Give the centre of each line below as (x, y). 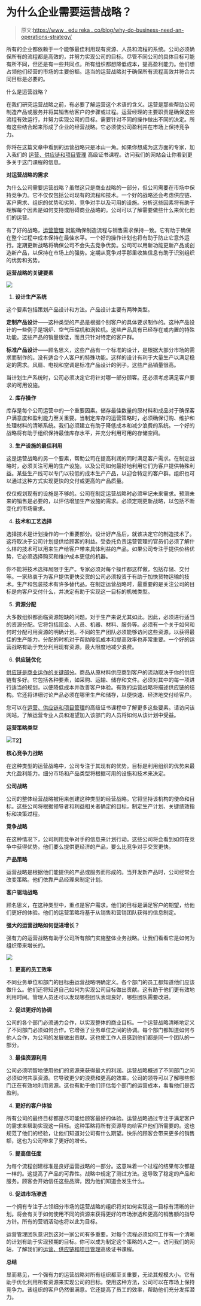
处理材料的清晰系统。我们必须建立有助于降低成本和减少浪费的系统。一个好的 (100, 425)
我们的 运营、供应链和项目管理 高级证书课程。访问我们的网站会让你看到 (99, 154)
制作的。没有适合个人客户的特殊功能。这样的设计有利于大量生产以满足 (103, 357)
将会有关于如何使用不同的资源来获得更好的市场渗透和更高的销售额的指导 (106, 1214)
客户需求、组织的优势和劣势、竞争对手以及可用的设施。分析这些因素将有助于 (100, 202)
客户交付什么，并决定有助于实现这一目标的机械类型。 (87, 591)
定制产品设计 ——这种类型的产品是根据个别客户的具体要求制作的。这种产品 (98, 322)
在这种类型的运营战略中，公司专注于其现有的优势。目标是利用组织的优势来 (98, 766)
